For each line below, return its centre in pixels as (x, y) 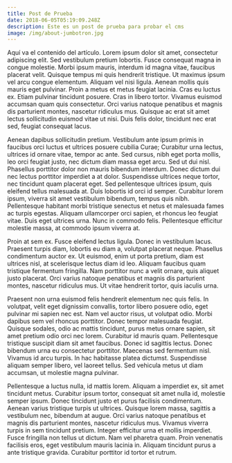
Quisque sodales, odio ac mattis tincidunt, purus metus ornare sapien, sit (111, 329)
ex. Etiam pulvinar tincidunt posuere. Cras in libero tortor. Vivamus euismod (115, 97)
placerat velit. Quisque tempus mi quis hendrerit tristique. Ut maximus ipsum (116, 75)
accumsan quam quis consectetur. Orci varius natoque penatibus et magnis (115, 104)
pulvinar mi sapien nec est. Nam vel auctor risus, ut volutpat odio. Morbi (110, 314)
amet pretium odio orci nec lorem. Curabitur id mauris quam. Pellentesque (113, 336)
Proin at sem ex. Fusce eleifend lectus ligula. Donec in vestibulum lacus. (110, 242)
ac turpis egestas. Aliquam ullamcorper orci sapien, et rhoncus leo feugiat (113, 213)
